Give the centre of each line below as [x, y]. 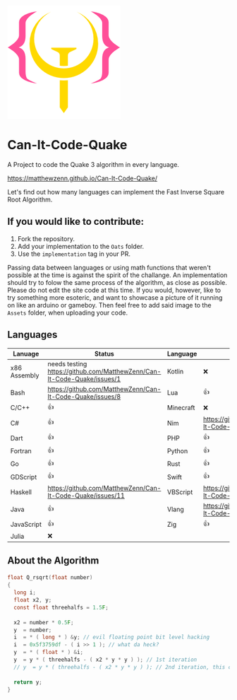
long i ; [25, 593]
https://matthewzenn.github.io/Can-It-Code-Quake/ [82, 178]
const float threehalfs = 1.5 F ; [61, 607]
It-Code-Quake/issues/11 [86, 496]
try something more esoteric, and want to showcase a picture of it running [115, 297]
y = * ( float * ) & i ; [48, 653]
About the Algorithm [53, 560]
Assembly [25, 375]
